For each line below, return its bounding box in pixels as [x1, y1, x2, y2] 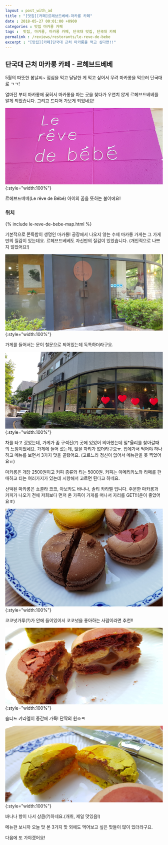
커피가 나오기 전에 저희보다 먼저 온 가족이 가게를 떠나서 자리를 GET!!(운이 [5, 492, 147, 498]
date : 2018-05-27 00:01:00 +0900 [5, 19, 77, 24]
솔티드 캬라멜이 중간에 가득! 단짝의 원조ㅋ [5, 715, 85, 721]
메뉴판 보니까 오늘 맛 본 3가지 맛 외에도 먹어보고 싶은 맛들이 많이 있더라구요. [5, 824, 153, 830]
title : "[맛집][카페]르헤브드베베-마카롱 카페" [5, 13, 92, 19]
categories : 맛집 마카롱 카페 [5, 24, 63, 29]
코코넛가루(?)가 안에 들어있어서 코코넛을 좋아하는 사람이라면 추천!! [5, 618, 133, 624]
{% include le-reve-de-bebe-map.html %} [5, 221, 92, 227]
